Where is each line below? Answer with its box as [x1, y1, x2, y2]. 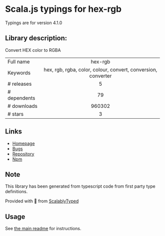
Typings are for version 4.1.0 [5, 20, 62, 26]
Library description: [5, 34, 67, 42]
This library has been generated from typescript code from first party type [5, 183, 156, 189]
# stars [7, 110, 24, 117]
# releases [7, 80, 32, 87]
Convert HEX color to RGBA [5, 47, 61, 53]
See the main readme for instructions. [5, 226, 82, 232]
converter [89, 72, 112, 79]
